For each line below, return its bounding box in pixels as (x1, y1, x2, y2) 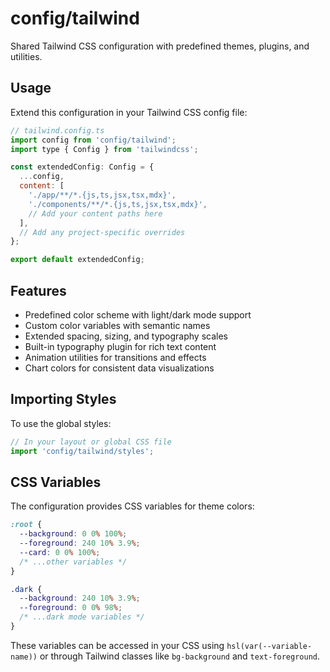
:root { (10, 520, 43, 530)
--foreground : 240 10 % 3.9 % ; (19, 538, 141, 549)
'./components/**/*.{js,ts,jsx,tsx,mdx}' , (28, 199, 208, 209)
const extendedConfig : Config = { (10, 162, 155, 172)
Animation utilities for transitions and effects (24, 351, 207, 363)
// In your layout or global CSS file (10, 437, 172, 447)
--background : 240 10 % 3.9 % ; (19, 593, 141, 604)
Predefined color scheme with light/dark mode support (24, 308, 252, 321)
